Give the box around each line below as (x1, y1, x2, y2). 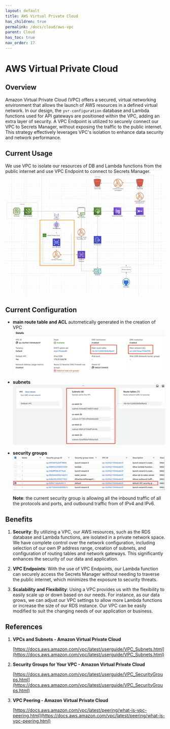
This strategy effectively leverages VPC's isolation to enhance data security (5, 129, 164, 135)
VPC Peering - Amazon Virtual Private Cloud (12, 697, 108, 703)
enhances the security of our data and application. (12, 556, 118, 562)
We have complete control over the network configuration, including (12, 539, 155, 545)
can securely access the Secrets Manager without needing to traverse (12, 571, 160, 577)
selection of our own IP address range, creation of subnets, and (12, 545, 146, 551)
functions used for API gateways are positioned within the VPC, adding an (5, 112, 160, 119)
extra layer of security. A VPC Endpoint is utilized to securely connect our (5, 118, 159, 124)
